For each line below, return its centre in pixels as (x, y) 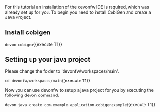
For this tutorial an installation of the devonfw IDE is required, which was (77, 7)
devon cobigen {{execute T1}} (33, 44)
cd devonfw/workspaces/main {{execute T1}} (48, 80)
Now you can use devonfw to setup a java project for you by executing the (80, 90)
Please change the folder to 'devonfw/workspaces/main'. (62, 71)
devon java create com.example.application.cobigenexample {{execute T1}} (80, 104)
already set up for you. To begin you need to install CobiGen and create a (78, 12)
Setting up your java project (48, 59)
